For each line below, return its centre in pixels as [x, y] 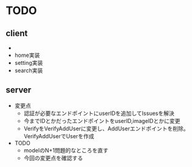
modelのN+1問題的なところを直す [66, 150]
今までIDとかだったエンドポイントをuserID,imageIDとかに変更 [102, 121]
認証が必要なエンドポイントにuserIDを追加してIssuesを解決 [99, 113]
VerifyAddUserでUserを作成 [59, 136]
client [17, 33]
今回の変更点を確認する [53, 158]
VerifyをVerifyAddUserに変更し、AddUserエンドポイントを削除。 [106, 128]
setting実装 [29, 63]
